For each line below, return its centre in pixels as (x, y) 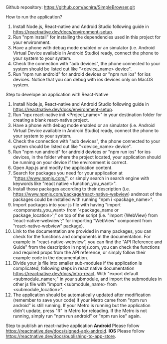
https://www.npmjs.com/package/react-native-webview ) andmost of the (87, 194)
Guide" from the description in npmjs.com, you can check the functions (86, 247)
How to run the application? (34, 17)
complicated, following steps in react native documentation (74, 268)
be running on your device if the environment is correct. (70, 162)
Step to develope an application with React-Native (57, 94)
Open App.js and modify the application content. (63, 168)
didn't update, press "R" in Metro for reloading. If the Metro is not (80, 311)
